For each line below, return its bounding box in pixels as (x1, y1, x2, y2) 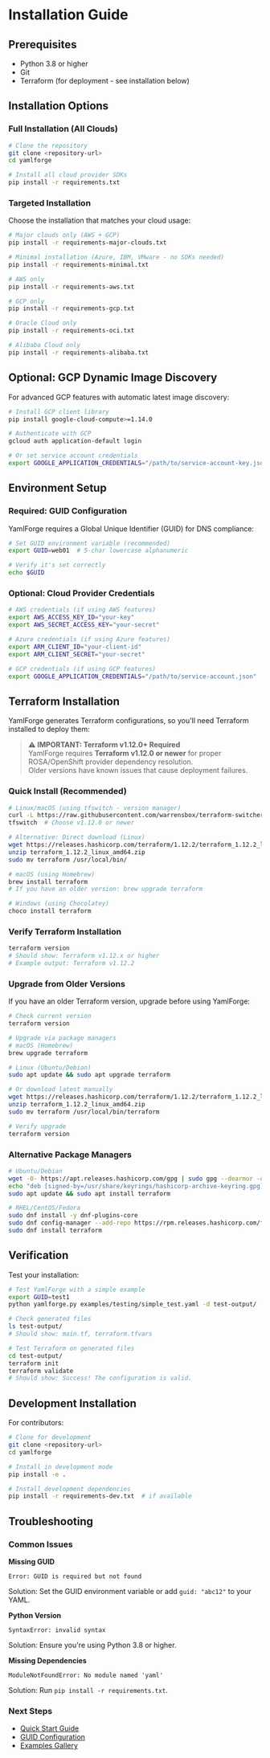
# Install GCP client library (8, 407, 110, 415)
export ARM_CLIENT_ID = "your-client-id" (8, 643, 142, 651)
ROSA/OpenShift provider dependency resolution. (27, 757, 194, 767)
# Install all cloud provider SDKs (8, 171, 128, 179)
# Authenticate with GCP (8, 430, 92, 438)
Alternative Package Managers (8, 1149, 133, 1160)
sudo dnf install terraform (8, 1227, 103, 1235)
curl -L (8, 812, 35, 820)
